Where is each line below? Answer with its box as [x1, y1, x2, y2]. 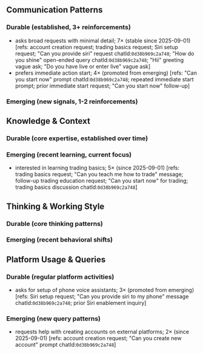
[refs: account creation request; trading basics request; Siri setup [15, 43, 179, 50]
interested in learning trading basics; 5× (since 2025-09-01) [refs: [15, 164, 180, 172]
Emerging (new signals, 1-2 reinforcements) [6, 97, 138, 106]
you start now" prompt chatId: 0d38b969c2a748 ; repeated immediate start [15, 75, 194, 83]
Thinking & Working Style [6, 201, 105, 211]
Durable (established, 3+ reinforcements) [6, 23, 131, 32]
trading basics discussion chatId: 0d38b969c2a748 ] [15, 183, 138, 191]
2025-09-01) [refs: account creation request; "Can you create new [15, 335, 182, 342]
